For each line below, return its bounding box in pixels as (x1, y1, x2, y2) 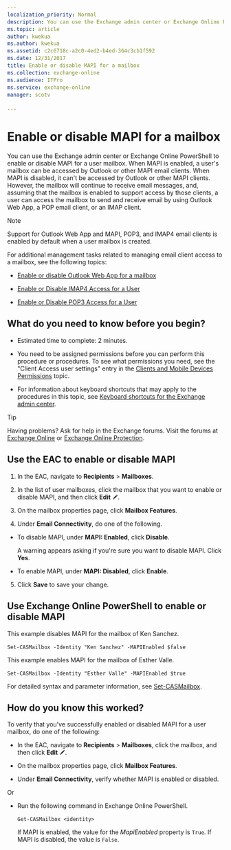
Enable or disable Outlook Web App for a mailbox (16, 271, 157, 279)
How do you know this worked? (7, 702, 144, 713)
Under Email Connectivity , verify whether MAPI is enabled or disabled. (16, 775, 219, 783)
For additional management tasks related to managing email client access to (7, 250, 223, 259)
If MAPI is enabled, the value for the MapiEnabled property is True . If (16, 828, 212, 836)
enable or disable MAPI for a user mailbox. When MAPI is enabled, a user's (7, 159, 219, 168)
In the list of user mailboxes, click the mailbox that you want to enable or (16, 485, 222, 493)
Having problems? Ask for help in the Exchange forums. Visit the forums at (7, 426, 219, 435)
